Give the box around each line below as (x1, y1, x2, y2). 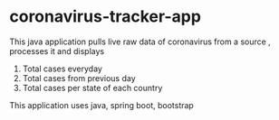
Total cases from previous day (22, 72, 136, 83)
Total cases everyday (22, 63, 102, 74)
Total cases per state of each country (22, 82, 163, 93)
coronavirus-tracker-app (9, 6, 202, 27)
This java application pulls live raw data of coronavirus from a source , (9, 36, 272, 47)
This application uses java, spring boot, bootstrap (9, 99, 195, 110)
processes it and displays (9, 45, 105, 56)
